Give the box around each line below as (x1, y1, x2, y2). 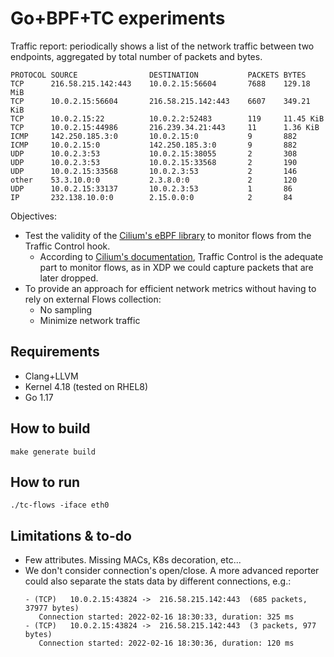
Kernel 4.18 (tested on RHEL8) (24, 380, 149, 392)
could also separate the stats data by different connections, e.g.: (24, 575, 292, 587)
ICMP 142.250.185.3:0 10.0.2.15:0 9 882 (10, 131, 298, 141)
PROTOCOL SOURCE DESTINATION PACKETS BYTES (10, 70, 307, 80)
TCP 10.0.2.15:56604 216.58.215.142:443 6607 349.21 (10, 96, 311, 106)
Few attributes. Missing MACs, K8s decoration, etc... (24, 554, 242, 566)
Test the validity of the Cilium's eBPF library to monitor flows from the (24, 229, 312, 241)
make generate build (10, 447, 97, 457)
